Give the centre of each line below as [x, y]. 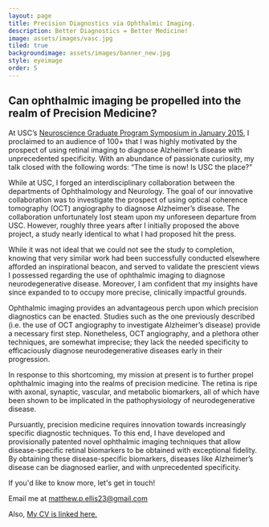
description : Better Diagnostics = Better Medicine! [98, 31]
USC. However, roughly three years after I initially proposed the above [124, 225]
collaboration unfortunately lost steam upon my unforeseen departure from [132, 216]
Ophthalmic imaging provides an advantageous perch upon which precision [133, 307]
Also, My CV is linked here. [53, 514]
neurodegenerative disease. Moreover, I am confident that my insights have [133, 283]
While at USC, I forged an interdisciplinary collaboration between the [122, 183]
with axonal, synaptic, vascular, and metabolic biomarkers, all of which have [134, 392]
